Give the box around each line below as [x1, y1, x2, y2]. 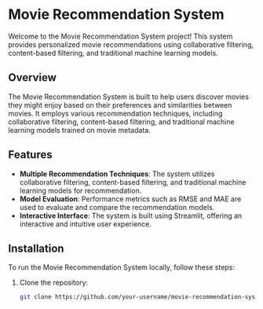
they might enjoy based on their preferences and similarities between [8, 100, 232, 109]
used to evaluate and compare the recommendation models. [19, 202, 215, 212]
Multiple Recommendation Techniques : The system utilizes [19, 169, 215, 178]
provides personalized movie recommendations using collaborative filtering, [8, 39, 254, 49]
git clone [19, 293, 53, 301]
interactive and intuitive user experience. [19, 219, 152, 229]
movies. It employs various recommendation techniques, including [8, 109, 223, 118]
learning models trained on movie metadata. [8, 125, 151, 134]
